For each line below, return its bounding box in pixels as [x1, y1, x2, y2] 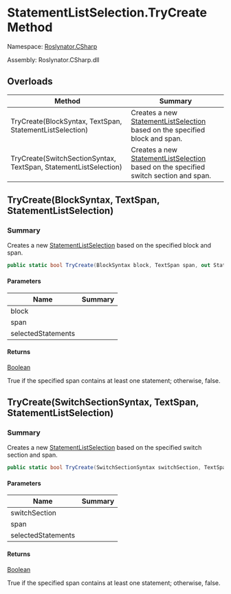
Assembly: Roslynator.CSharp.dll [7, 55, 100, 63]
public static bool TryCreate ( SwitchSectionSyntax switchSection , [7, 464, 201, 471]
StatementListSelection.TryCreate [7, 5, 208, 21]
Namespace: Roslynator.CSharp [7, 42, 98, 50]
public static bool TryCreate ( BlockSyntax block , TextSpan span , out [7, 262, 211, 269]
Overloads [7, 76, 53, 88]
